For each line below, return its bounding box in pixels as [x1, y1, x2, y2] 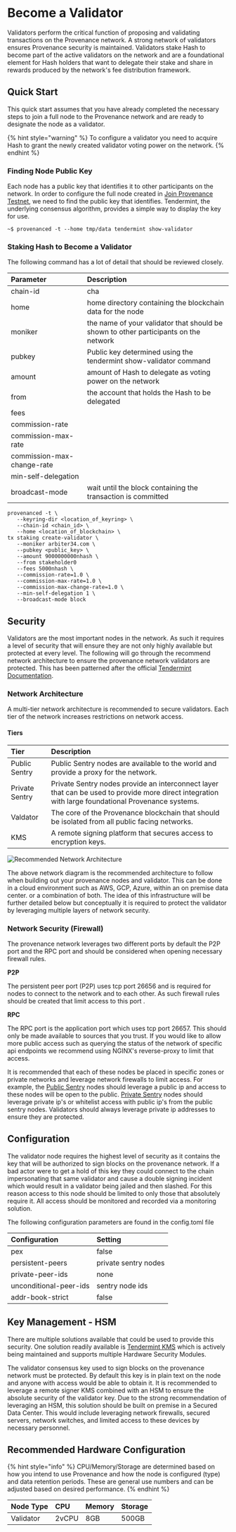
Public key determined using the [86, 347, 193, 357]
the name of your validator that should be [86, 319, 223, 328]
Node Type [11, 1502, 48, 1512]
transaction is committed [86, 492, 169, 502]
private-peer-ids [11, 1269, 68, 1279]
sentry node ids [96, 1280, 148, 1290]
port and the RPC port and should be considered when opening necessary [7, 946, 223, 956]
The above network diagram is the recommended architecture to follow [7, 868, 214, 877]
